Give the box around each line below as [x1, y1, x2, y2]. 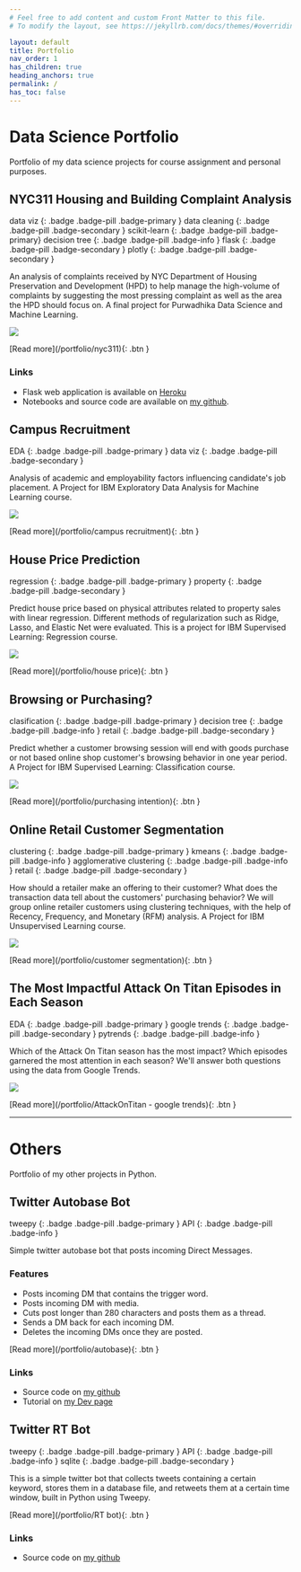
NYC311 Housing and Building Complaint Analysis [9, 191, 292, 207]
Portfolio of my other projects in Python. [9, 1169, 157, 1179]
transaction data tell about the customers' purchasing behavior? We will [9, 891, 274, 903]
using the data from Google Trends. [9, 1064, 141, 1075]
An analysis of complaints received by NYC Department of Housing [9, 271, 257, 282]
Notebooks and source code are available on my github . [21, 396, 229, 407]
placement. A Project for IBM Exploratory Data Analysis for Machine [9, 482, 260, 493]
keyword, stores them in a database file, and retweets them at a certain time [9, 1482, 290, 1493]
